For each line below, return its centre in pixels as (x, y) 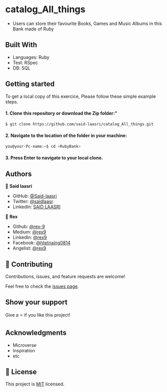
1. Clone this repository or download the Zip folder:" (61, 114)
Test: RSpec (25, 63)
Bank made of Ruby (33, 29)
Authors (19, 174)
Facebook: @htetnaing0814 (41, 243)
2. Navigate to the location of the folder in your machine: (66, 135)
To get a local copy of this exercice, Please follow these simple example (81, 96)
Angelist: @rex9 (29, 248)
